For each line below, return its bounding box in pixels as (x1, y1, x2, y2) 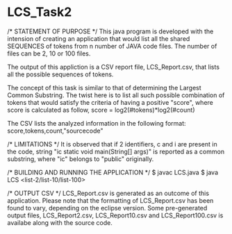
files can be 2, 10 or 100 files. (7, 49, 91, 58)
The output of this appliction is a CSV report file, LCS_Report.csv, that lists (7, 62, 220, 71)
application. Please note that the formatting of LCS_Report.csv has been (7, 196, 214, 205)
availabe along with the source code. (7, 218, 113, 226)
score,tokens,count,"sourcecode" (7, 126, 103, 135)
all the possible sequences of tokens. (7, 70, 114, 78)
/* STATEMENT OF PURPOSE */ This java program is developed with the (7, 27, 214, 35)
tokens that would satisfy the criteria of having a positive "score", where (7, 98, 213, 106)
